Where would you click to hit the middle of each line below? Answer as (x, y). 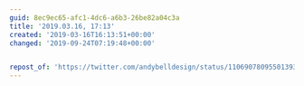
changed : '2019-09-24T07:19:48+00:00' (82, 43)
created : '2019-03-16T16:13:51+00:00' (82, 34)
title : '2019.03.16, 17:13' (62, 26)
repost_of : (30, 67)
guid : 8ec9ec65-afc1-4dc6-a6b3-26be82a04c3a (95, 18)
